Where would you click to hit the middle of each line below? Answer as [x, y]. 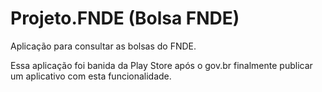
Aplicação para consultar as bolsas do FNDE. [103, 46]
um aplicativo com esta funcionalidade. [91, 76]
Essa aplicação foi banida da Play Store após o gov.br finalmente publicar [161, 65]
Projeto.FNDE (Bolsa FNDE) [125, 18]
